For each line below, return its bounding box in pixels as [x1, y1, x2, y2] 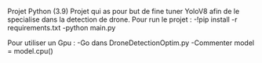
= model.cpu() [7, 47, 54, 55]
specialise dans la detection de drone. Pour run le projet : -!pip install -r [7, 15, 238, 24]
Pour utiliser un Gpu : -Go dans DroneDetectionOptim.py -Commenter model [7, 38, 255, 47]
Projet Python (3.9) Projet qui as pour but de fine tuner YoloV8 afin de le [7, 7, 240, 16]
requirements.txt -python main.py [7, 23, 116, 32]
